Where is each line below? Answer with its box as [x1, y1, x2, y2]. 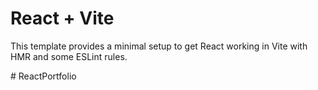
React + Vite [10, 7, 115, 30]
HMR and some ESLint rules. [10, 50, 128, 62]
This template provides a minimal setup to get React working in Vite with [10, 40, 308, 52]
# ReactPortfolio [10, 70, 77, 82]
